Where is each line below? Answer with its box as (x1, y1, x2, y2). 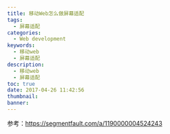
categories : (7, 29, 41, 36)
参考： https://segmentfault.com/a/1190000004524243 (7, 119, 163, 127)
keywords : (7, 42, 36, 49)
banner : (7, 100, 30, 107)
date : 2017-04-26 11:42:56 (7, 87, 85, 93)
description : (7, 61, 45, 68)
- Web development (13, 36, 67, 43)
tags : (7, 16, 23, 23)
